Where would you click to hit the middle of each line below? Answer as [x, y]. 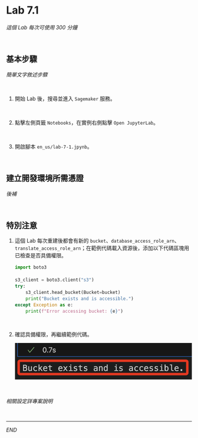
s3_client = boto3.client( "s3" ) [54, 280]
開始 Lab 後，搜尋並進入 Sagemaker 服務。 [65, 99]
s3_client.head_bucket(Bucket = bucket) [73, 292]
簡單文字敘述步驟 [27, 74]
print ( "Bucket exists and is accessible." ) [80, 299]
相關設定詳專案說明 [29, 401]
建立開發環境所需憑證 [45, 179]
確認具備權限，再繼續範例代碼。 [53, 335]
